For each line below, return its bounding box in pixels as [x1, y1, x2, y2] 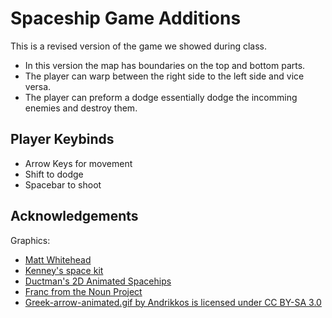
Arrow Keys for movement [24, 157, 133, 169]
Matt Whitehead [24, 253, 92, 266]
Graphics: [10, 234, 51, 246]
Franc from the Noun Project [24, 285, 143, 297]
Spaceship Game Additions [10, 7, 242, 30]
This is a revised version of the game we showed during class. [10, 40, 267, 52]
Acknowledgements [10, 208, 139, 225]
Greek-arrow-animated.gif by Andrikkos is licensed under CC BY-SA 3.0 [24, 296, 322, 308]
